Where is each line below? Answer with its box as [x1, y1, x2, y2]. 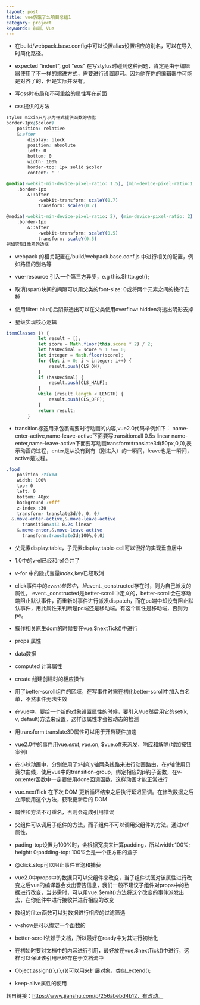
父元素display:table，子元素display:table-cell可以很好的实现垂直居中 [14, 544, 183, 551]
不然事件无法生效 [25, 695, 67, 703]
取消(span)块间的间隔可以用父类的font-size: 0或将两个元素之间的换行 [14, 285, 185, 292]
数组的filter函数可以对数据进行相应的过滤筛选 [14, 909, 126, 916]
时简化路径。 [14, 50, 46, 57]
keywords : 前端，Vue [6, 25, 55, 32]
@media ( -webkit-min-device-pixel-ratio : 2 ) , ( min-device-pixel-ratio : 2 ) [6, 214, 193, 220]
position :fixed [17, 472, 58, 478]
